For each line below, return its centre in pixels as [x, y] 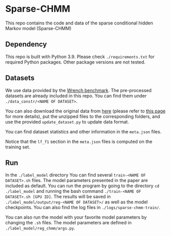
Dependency [26, 45]
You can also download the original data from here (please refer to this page [86, 111]
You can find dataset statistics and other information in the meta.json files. [83, 131]
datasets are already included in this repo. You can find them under [76, 96]
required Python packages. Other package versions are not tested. [75, 62]
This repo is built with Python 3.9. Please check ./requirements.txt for [80, 56]
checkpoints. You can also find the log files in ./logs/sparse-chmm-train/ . [83, 208]
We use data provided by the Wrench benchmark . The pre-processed [79, 90]
